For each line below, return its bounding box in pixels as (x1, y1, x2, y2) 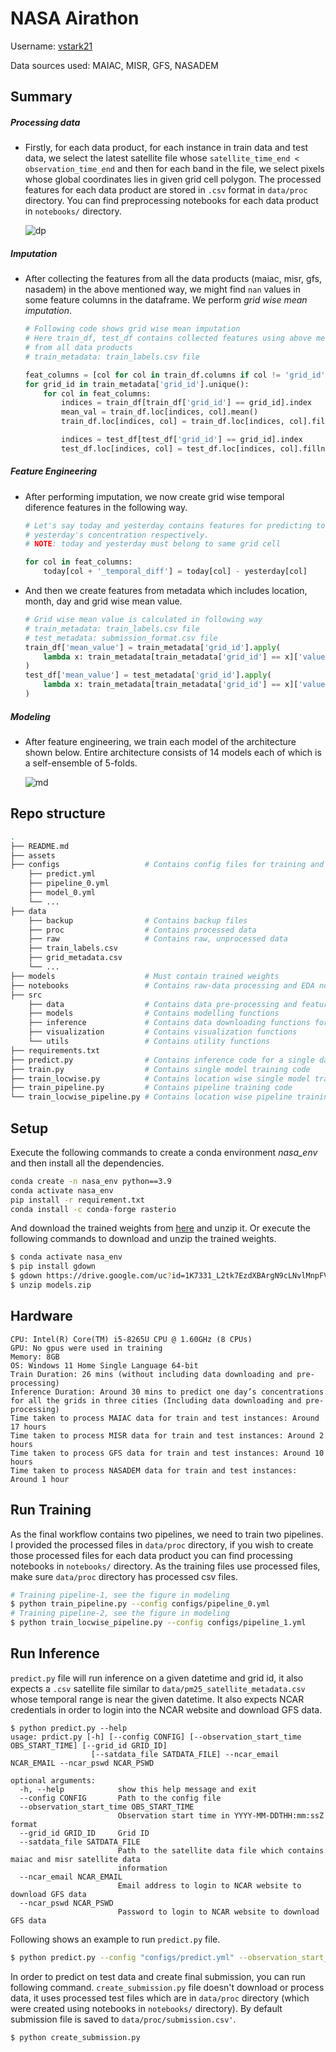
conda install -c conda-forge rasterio (10, 1204, 177, 1214)
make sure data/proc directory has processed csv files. (10, 1570, 238, 1582)
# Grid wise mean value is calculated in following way (24, 615, 263, 625)
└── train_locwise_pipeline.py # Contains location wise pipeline (10, 1092, 293, 1102)
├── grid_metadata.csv (28, 953, 123, 963)
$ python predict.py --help (10, 1723, 128, 1733)
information (117, 1863, 168, 1873)
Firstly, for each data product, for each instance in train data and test (24, 142, 309, 154)
